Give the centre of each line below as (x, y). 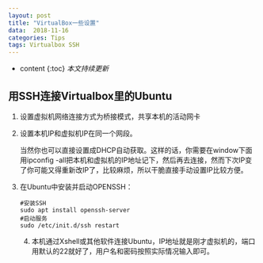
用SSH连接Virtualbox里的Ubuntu (90, 96)
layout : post (30, 15)
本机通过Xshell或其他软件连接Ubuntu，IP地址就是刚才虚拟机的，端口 (143, 241)
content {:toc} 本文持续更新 (64, 69)
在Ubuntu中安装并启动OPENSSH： (76, 186)
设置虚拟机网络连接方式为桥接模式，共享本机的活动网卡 (110, 116)
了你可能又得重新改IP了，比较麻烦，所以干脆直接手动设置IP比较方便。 (133, 170)
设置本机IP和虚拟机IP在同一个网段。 (78, 133)
